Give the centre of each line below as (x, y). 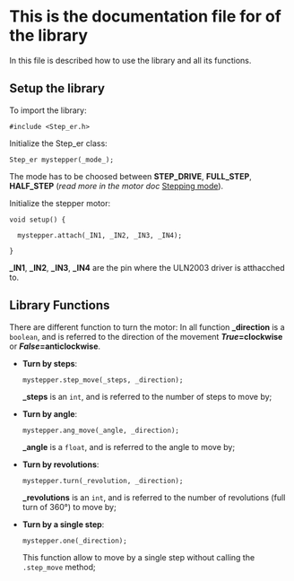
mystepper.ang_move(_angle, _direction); (100, 430)
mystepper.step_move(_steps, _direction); (103, 380)
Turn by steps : (50, 363)
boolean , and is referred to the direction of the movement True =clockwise (146, 336)
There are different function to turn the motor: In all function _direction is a (147, 327)
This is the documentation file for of (146, 17)
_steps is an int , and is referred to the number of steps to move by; (147, 396)
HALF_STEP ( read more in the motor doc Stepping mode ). (117, 186)
